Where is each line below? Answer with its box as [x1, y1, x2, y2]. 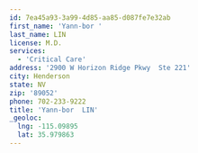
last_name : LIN [9, 30, 67, 39]
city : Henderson [9, 72, 70, 81]
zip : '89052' [9, 88, 58, 97]
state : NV [9, 80, 47, 89]
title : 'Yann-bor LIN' [9, 105, 99, 114]
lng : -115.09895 [17, 122, 78, 131]
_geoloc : [9, 113, 42, 122]
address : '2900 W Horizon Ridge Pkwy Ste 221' [9, 64, 192, 73]
